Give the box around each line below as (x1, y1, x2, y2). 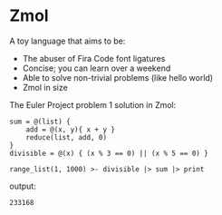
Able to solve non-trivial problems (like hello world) (22, 72, 214, 83)
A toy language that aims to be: (9, 35, 126, 46)
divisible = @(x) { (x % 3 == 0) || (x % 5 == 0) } (9, 149, 208, 158)
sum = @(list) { (9, 117, 71, 126)
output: (9, 181, 36, 191)
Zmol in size (22, 82, 68, 93)
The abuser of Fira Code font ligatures (22, 53, 166, 64)
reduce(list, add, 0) (25, 132, 107, 142)
